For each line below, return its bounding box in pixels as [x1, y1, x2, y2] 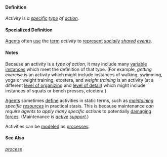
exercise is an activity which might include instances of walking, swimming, [5, 71, 163, 78]
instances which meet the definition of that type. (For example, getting [5, 66, 152, 72]
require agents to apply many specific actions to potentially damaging [5, 108, 152, 114]
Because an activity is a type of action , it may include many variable [5, 61, 147, 67]
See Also [5, 135, 24, 141]
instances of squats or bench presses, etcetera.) [5, 87, 107, 93]
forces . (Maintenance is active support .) [5, 114, 89, 120]
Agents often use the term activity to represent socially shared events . [5, 38, 152, 44]
